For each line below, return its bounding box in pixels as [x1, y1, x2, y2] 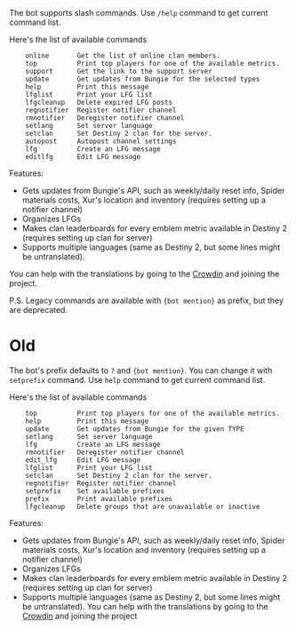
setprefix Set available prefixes [25, 486, 165, 496]
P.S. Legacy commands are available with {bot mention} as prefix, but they [9, 295, 284, 306]
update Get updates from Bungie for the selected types [25, 75, 260, 84]
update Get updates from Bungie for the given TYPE [25, 424, 244, 434]
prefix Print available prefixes [25, 494, 173, 503]
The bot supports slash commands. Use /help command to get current [9, 8, 268, 18]
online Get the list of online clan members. [25, 52, 220, 60]
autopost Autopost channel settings [25, 137, 177, 146]
